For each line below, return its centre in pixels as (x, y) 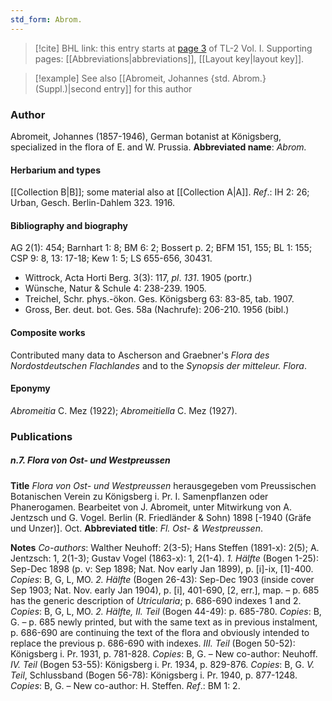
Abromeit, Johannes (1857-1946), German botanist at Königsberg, (146, 136)
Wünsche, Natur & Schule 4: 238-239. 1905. (115, 288)
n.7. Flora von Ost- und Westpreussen (90, 460)
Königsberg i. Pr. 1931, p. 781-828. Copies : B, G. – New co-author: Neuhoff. (164, 653)
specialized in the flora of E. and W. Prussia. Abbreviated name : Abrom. (158, 147)
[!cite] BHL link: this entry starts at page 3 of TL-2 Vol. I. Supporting (173, 48)
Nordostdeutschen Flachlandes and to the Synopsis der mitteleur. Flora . (158, 365)
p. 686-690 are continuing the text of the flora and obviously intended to (160, 632)
